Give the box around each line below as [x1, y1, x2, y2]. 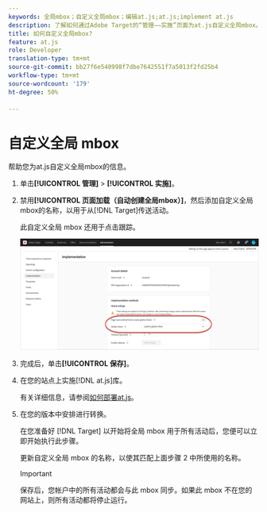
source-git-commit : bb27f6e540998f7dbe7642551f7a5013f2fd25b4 [8, 64, 219, 71]
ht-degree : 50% [8, 88, 59, 96]
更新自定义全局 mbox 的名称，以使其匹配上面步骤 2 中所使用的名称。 [19, 452, 246, 462]
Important [19, 468, 52, 478]
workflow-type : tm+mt [8, 71, 80, 79]
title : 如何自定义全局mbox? [8, 29, 93, 37]
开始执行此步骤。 [26, 436, 83, 445]
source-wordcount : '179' [8, 79, 91, 87]
